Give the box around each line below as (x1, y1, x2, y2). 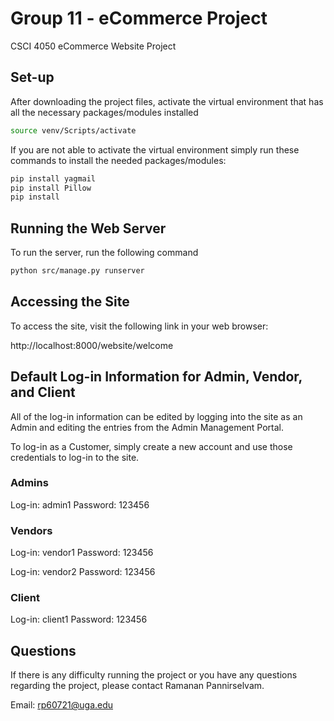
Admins (10, 476, 49, 490)
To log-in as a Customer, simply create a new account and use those (10, 440, 293, 452)
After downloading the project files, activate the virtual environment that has (10, 95, 324, 107)
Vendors (10, 523, 53, 537)
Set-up (10, 69, 55, 86)
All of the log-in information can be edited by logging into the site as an (10, 410, 303, 422)
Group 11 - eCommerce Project (10, 7, 268, 30)
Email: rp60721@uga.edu (10, 699, 114, 711)
